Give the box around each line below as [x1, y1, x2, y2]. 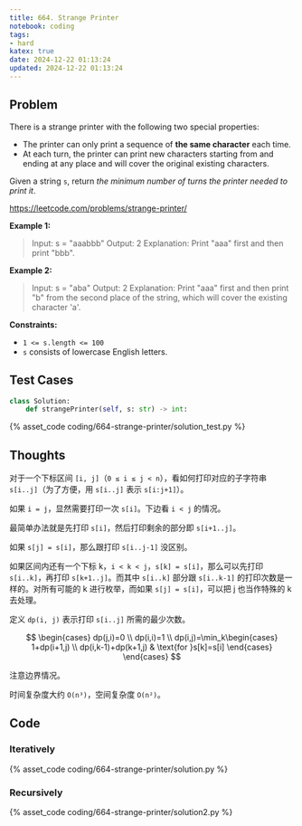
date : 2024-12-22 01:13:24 [9, 55, 111, 64]
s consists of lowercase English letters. [22, 346, 168, 357]
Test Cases [9, 373, 74, 388]
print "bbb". [31, 247, 75, 258]
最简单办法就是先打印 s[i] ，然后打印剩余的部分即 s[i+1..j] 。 [9, 522, 241, 534]
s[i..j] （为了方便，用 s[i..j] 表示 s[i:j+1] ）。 [9, 484, 189, 495]
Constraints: [9, 318, 58, 330]
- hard [9, 38, 34, 48]
